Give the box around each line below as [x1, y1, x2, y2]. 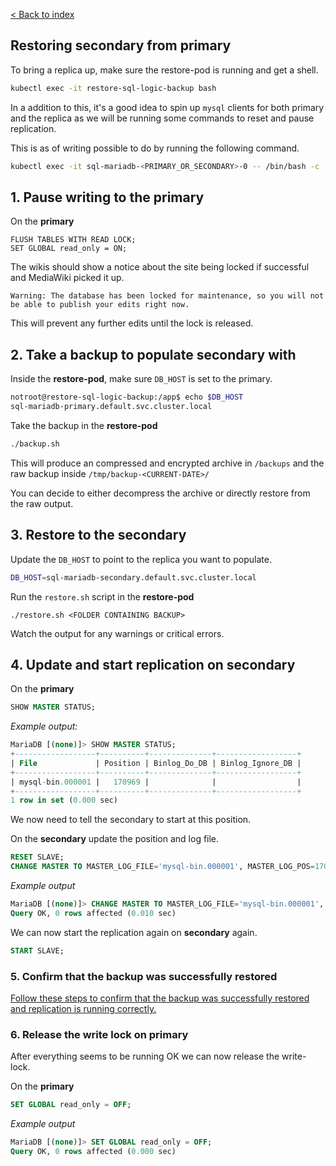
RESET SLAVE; [10, 852, 65, 863]
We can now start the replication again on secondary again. [10, 926, 258, 938]
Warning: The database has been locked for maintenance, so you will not [10, 291, 325, 301]
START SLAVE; [10, 945, 65, 956]
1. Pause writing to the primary [10, 189, 205, 206]
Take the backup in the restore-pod [10, 419, 158, 431]
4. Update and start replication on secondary [10, 656, 296, 673]
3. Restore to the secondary [10, 527, 187, 544]
